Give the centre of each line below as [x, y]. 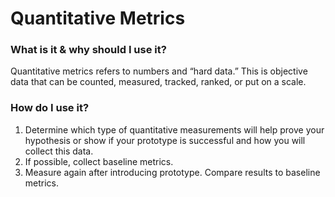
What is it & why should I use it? [88, 50]
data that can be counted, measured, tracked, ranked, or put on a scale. [158, 82]
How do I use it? [50, 108]
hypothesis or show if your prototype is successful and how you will [165, 140]
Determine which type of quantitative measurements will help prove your [174, 129]
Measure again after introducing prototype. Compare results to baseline [172, 172]
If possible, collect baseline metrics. [99, 161]
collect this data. [59, 151]
